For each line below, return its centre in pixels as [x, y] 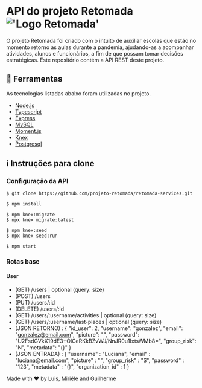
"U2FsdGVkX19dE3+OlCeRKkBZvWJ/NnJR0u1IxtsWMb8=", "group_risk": [106, 341]
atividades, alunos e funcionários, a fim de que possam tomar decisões [95, 53]
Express [25, 118]
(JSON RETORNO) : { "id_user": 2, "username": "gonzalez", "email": [99, 328]
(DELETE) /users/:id [39, 309]
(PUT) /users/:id [35, 302]
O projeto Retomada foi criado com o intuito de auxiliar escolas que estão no [101, 40]
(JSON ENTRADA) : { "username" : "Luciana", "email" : [83, 354]
